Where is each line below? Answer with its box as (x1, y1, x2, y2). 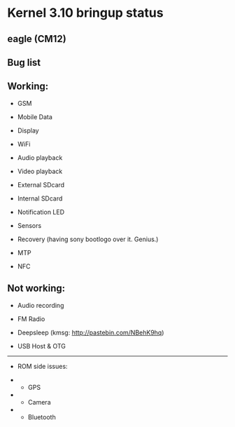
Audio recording (17, 301, 64, 309)
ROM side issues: (17, 362, 68, 370)
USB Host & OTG (17, 341, 66, 350)
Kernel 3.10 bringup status (7, 5, 164, 21)
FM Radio (17, 314, 45, 323)
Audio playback (17, 153, 63, 162)
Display (17, 126, 40, 135)
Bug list (7, 56, 41, 68)
